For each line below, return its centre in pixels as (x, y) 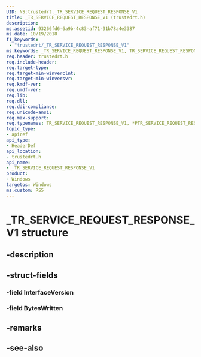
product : (17, 174)
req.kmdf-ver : (24, 85)
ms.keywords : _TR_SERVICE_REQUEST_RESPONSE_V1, (67, 51)
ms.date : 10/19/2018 (32, 34)
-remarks (24, 328)
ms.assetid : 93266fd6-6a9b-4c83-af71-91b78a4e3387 (71, 28)
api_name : (19, 163)
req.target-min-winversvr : (40, 79)
